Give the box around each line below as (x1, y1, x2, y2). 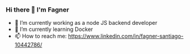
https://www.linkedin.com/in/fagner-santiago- (68, 33, 184, 40)
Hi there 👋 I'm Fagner (5, 5, 70, 14)
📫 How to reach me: (14, 33, 67, 40)
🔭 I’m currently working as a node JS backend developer (14, 19, 158, 27)
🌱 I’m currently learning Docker (14, 25, 93, 33)
